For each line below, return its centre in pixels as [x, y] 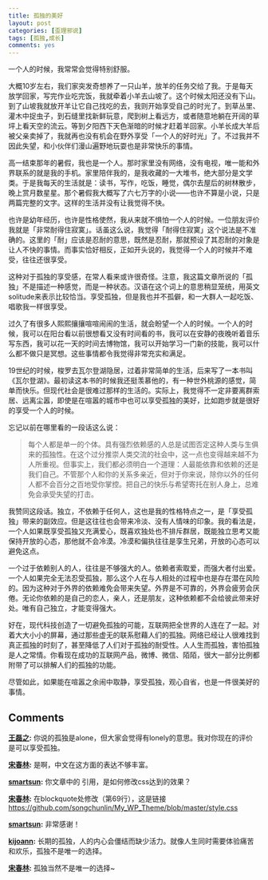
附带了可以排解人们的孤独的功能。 [64, 665]
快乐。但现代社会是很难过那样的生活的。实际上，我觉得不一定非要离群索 [141, 390]
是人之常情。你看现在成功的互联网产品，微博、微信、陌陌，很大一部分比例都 [134, 655]
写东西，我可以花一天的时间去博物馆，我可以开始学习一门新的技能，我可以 [130, 343]
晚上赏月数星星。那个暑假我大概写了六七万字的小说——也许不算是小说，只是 [134, 193]
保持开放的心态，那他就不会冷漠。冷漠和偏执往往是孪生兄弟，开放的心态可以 [134, 541]
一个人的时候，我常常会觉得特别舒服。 [71, 69]
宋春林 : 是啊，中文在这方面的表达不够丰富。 [81, 764]
